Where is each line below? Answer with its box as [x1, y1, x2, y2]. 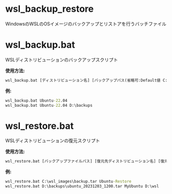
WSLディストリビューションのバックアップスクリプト [5, 56, 118, 63]
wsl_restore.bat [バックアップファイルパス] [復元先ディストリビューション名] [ [5, 159, 161, 164]
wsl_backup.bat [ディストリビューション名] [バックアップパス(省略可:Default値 [5, 77, 161, 83]
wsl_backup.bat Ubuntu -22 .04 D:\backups [5, 103, 93, 108]
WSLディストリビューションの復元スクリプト [5, 138, 100, 144]
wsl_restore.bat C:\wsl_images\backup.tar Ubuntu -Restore [5, 179, 132, 184]
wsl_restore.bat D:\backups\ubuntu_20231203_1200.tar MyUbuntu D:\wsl [5, 184, 159, 189]
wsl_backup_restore [5, 3, 94, 15]
